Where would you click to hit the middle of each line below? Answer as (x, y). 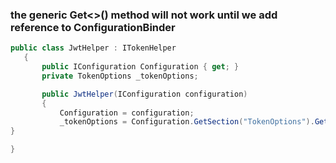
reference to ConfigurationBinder (93, 27)
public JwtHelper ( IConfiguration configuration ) (144, 94)
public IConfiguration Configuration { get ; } (140, 67)
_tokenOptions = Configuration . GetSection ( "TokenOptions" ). (187, 122)
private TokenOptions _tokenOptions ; (120, 76)
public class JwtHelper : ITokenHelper (93, 48)
